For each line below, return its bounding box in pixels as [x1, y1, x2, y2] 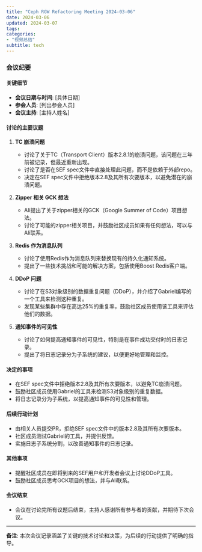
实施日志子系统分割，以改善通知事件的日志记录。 [14, 440, 136, 447]
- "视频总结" [6, 37, 35, 43]
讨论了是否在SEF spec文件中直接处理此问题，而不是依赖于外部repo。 [23, 166, 196, 173]
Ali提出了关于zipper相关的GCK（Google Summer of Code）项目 [23, 207, 182, 214]
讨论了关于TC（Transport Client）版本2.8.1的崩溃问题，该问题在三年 [23, 151, 193, 158]
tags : [6, 25, 20, 32]
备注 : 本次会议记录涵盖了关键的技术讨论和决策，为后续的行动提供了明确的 [6, 532, 188, 539]
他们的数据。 [23, 310, 56, 317]
